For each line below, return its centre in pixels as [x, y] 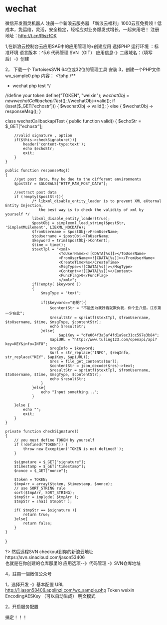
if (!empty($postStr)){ [39, 196]
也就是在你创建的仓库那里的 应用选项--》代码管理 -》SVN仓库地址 [73, 563]
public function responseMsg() [38, 170]
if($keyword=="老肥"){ [64, 302]
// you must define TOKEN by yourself [54, 440]
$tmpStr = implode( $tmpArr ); [47, 497]
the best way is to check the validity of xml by [91, 210]
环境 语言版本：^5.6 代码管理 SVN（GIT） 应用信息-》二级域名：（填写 [81, 52]
